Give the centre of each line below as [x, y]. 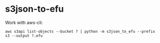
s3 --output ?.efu [24, 36]
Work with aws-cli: [24, 22]
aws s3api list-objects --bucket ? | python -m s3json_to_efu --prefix [80, 31]
